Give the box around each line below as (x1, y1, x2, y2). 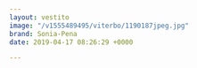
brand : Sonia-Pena (9, 29, 78, 38)
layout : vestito (9, 12, 70, 22)
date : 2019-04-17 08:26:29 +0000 (9, 37, 134, 47)
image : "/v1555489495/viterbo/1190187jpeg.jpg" (9, 21, 190, 30)
